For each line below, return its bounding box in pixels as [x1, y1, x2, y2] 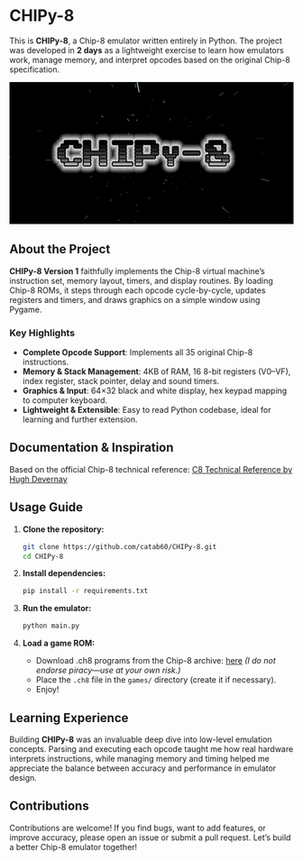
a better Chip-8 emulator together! [9, 841, 138, 852]
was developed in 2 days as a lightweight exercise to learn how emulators [9, 44, 284, 55]
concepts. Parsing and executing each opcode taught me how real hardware [9, 743, 294, 754]
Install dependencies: [22, 568, 106, 579]
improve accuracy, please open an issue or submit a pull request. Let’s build [9, 831, 291, 843]
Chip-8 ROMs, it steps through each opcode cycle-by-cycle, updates [9, 285, 266, 296]
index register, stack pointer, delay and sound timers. [22, 376, 220, 387]
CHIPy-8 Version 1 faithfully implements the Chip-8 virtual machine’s [9, 265, 266, 276]
